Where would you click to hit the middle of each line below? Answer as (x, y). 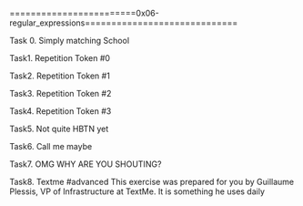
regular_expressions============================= (124, 23)
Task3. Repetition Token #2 (61, 93)
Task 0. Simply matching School (70, 41)
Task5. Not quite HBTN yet (59, 129)
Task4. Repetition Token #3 (61, 111)
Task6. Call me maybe (51, 146)
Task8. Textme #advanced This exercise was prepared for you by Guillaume (152, 182)
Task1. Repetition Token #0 (60, 58)
